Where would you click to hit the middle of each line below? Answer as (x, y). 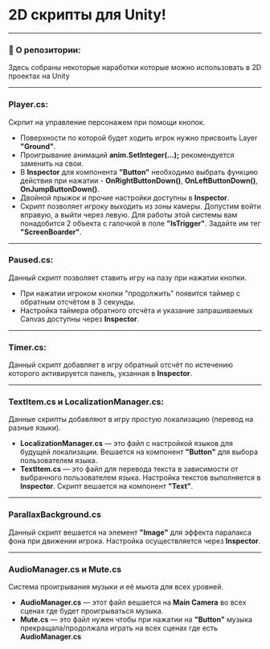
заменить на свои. (52, 163)
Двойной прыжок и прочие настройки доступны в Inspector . (125, 197)
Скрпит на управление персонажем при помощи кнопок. (107, 122)
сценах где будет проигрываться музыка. (92, 611)
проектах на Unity (39, 76)
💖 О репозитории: (45, 50)
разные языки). (35, 428)
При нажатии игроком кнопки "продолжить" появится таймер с (130, 293)
